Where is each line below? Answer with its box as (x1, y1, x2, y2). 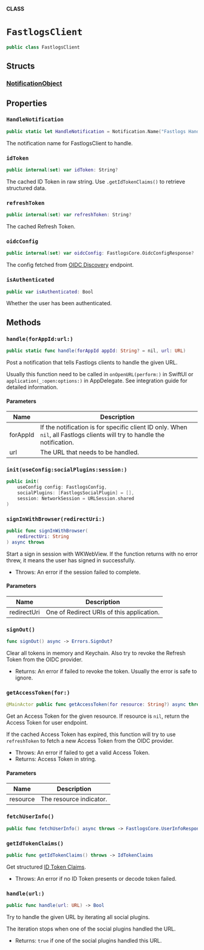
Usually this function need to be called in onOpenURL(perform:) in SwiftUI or (6, 370, 194, 377)
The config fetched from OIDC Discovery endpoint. (6, 261, 134, 269)
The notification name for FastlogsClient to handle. (6, 139, 133, 146)
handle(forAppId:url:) (6, 336, 73, 342)
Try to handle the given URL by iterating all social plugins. (6, 914, 150, 920)
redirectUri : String (17, 533, 69, 540)
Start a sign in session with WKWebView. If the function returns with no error (6, 550, 198, 557)
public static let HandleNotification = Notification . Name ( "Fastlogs (6, 128, 186, 134)
